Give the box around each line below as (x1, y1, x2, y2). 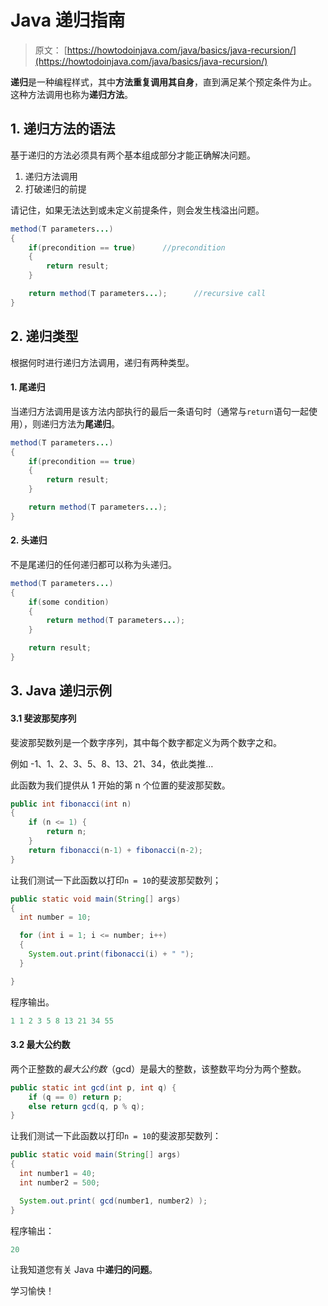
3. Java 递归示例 (10, 682, 113, 700)
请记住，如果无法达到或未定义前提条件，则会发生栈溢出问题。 (10, 204, 265, 216)
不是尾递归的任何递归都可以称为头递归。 (10, 558, 177, 570)
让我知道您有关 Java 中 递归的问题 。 (10, 1264, 158, 1276)
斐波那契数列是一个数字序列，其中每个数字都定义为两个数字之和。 (10, 736, 282, 748)
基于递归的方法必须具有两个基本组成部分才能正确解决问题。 (10, 149, 256, 161)
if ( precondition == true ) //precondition (28, 242, 226, 253)
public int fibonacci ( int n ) (10, 799, 132, 809)
